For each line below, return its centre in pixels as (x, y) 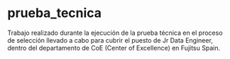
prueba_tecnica (54, 13)
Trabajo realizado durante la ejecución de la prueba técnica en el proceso (115, 33)
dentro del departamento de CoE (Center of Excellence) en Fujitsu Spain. (114, 48)
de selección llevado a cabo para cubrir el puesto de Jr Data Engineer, (110, 40)
